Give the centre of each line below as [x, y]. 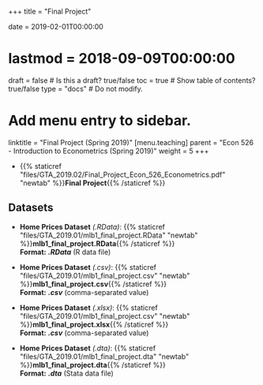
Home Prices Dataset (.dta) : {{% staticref [88, 348]
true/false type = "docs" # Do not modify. [76, 88]
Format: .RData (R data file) [65, 252]
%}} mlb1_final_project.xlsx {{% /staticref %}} [94, 324]
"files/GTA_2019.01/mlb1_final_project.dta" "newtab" [104, 356]
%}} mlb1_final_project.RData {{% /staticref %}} [97, 243]
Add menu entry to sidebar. [100, 121]
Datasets [31, 208]
